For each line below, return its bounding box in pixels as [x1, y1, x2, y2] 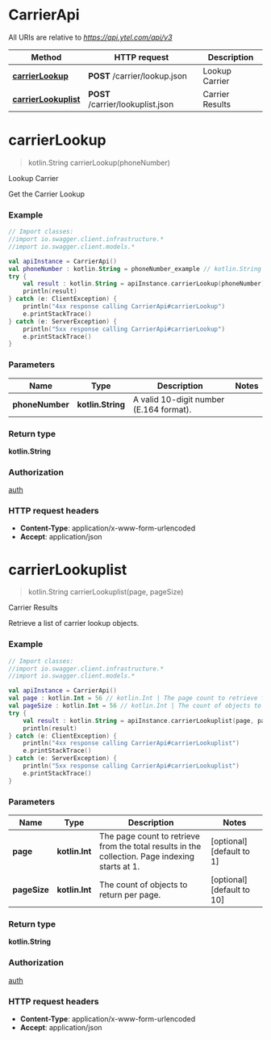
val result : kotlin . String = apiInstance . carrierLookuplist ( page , [23, 717, 254, 725]
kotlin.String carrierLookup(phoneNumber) [27, 158, 171, 167]
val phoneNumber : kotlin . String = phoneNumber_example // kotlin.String [8, 264, 262, 273]
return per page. [99, 890, 161, 901]
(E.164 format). [132, 404, 192, 415]
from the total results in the [99, 841, 202, 852]
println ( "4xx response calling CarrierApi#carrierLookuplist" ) [23, 739, 240, 747]
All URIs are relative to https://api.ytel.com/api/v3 [8, 32, 173, 42]
